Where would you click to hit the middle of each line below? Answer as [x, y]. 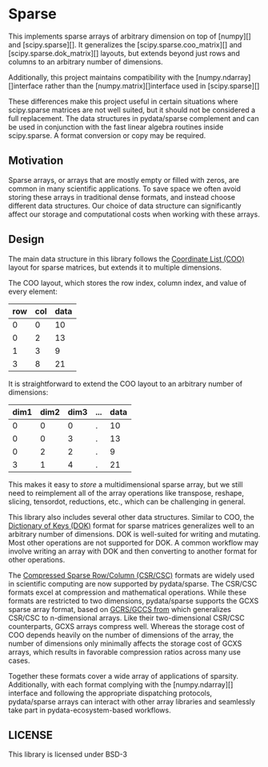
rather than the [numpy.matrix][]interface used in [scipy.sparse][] [152, 86]
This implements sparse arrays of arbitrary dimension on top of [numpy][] [130, 36]
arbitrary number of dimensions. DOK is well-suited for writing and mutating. [134, 534]
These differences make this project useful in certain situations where [123, 101]
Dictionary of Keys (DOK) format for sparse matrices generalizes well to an [131, 526]
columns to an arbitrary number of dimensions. [86, 62]
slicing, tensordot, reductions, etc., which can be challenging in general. [127, 501]
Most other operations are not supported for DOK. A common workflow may [134, 542]
